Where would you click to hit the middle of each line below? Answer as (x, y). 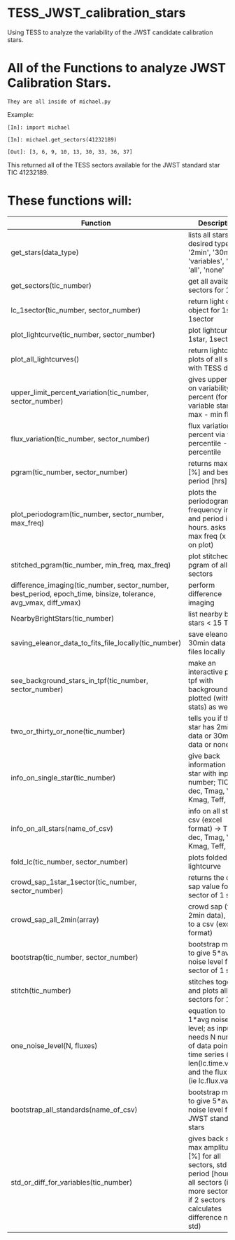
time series (206, 1054)
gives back (206, 1138)
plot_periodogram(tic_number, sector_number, (87, 514)
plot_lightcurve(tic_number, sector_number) (83, 334)
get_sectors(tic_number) (51, 285)
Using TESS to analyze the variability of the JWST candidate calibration (110, 32)
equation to (207, 1010)
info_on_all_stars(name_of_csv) (62, 828)
